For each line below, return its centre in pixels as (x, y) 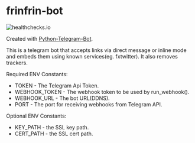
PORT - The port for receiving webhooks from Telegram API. (88, 104)
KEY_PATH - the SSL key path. (52, 127)
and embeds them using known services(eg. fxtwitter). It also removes (92, 56)
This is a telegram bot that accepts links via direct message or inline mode (97, 50)
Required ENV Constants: (37, 74)
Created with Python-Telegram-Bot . (50, 38)
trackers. (17, 63)
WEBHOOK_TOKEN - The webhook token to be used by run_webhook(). (102, 92)
